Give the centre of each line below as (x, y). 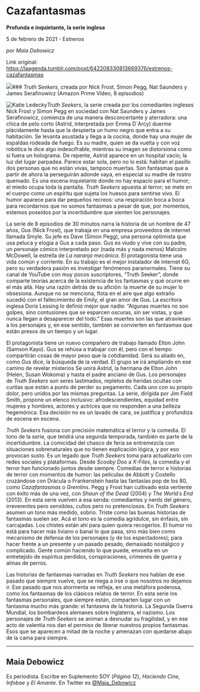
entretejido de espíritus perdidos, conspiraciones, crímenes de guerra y (94, 556)
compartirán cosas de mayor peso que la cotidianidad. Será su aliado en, (96, 355)
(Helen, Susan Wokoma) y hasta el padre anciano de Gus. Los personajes (96, 374)
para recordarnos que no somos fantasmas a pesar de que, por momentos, (98, 206)
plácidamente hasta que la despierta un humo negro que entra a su (88, 130)
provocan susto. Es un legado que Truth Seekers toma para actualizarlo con (99, 455)
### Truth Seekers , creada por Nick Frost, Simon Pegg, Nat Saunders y (100, 87)
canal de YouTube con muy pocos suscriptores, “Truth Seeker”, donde (92, 274)
